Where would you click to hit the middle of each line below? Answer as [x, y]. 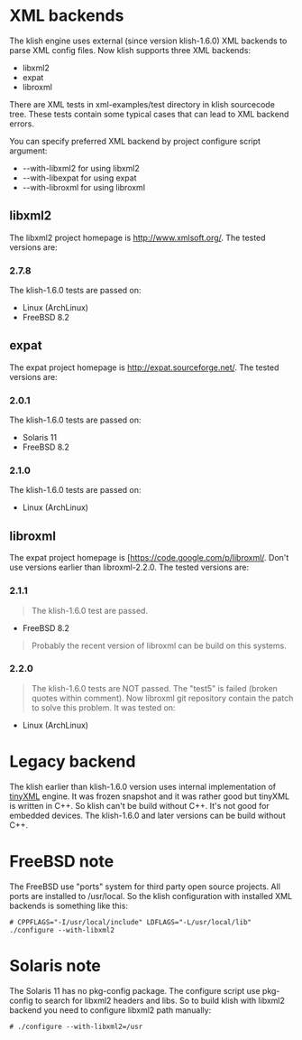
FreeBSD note [62, 861]
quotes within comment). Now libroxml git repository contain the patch [162, 698]
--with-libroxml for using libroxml [84, 187]
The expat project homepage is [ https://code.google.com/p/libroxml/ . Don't [149, 558]
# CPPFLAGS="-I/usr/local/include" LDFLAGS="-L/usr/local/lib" [131, 922]
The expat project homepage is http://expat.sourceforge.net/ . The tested [144, 367]
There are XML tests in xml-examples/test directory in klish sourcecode [142, 104]
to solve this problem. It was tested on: [103, 707]
